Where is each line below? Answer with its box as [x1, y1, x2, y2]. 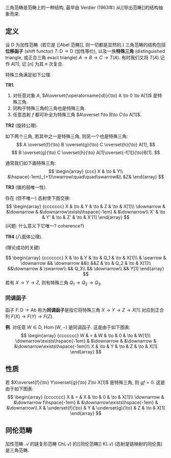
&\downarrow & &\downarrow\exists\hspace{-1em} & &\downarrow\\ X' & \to [6, 209, 166, 215]
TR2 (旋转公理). [5, 122, 38, 129]
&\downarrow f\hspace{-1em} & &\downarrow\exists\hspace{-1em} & [13, 399, 158, 405]
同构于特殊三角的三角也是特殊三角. [12, 105, 86, 111]
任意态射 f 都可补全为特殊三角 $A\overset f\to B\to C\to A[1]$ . [12, 111, 142, 117]
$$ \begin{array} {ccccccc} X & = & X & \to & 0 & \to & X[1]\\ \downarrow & [7, 394, 164, 400]
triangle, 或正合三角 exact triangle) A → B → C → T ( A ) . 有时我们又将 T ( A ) [5, 54, 159, 60]
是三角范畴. [5, 447, 30, 453]
